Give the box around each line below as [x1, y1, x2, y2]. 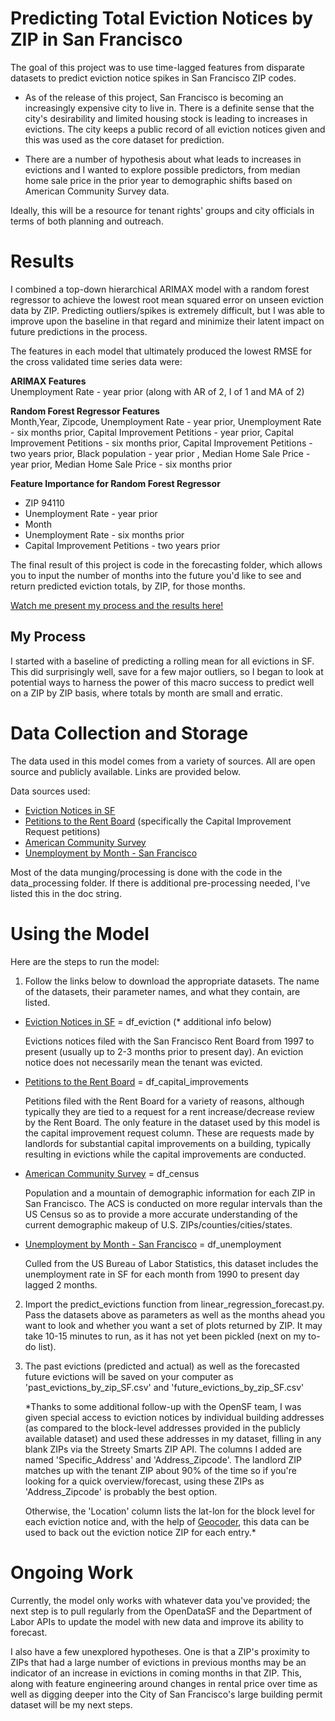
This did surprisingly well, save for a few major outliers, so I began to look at [10, 665, 324, 677]
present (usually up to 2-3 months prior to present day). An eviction [24, 1045, 304, 1057]
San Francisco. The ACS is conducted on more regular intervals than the [24, 1197, 323, 1209]
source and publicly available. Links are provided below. [10, 765, 241, 777]
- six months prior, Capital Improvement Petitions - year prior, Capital [10, 426, 294, 438]
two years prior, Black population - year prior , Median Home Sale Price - [10, 447, 311, 459]
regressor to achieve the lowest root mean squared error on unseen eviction [10, 293, 324, 306]
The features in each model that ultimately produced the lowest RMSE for [10, 345, 313, 357]
